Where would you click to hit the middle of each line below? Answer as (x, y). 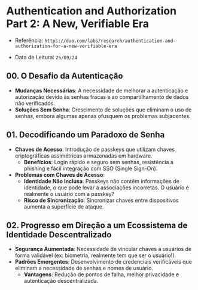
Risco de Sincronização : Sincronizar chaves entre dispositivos (101, 200)
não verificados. (35, 103)
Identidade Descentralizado (59, 235)
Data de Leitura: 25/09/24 (46, 57)
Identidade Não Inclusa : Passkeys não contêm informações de (101, 181)
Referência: (29, 40)
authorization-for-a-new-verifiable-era (66, 46)
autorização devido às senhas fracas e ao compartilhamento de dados (102, 96)
